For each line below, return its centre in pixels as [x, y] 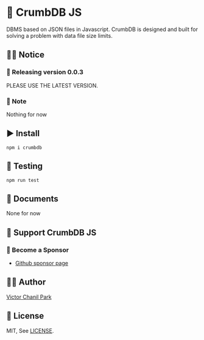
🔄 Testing [25, 166]
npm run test [23, 180]
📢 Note [16, 101]
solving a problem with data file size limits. [59, 35]
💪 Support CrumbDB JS [51, 233]
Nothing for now [27, 114]
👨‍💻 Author [26, 282]
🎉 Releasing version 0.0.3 [45, 72]
